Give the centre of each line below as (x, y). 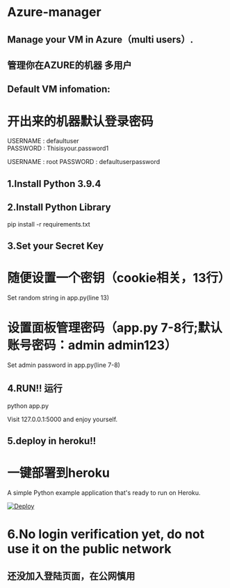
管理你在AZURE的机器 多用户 (69, 65)
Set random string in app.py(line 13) (58, 297)
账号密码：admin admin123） (92, 345)
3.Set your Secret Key (56, 246)
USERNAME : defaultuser (43, 141)
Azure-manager (55, 12)
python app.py (28, 406)
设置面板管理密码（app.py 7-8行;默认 (115, 328)
